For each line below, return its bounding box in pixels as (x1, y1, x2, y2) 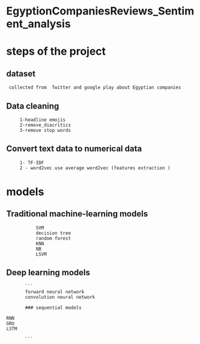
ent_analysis (6, 17, 71, 31)
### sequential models (25, 304, 82, 311)
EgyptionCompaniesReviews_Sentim (6, 4, 195, 18)
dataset (6, 68, 36, 79)
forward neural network (25, 289, 85, 295)
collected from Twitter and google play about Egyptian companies (8, 84, 181, 91)
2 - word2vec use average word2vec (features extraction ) (19, 164, 171, 171)
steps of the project (6, 45, 106, 58)
